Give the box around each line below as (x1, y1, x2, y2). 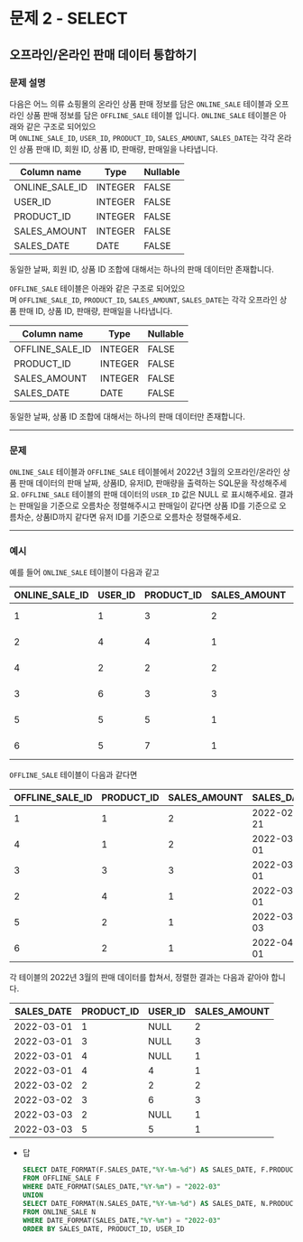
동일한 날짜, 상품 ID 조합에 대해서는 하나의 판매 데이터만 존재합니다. (9, 411, 246, 422)
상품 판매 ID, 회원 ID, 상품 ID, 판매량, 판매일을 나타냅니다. (18, 144, 218, 154)
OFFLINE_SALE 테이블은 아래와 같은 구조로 (9, 283, 155, 293)
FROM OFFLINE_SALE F (22, 1174, 100, 1183)
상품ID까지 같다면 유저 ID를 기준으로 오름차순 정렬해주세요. (35, 512, 242, 523)
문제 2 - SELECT (9, 8, 128, 29)
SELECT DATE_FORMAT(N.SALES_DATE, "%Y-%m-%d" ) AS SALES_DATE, (22, 1199, 258, 1208)
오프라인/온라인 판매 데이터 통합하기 (9, 47, 197, 62)
